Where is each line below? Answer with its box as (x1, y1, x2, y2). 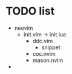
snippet (41, 44, 61, 51)
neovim (14, 24, 33, 32)
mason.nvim (32, 56, 64, 64)
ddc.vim (32, 37, 53, 44)
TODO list (5, 4, 55, 18)
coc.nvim (32, 50, 56, 57)
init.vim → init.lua (23, 30, 67, 38)
